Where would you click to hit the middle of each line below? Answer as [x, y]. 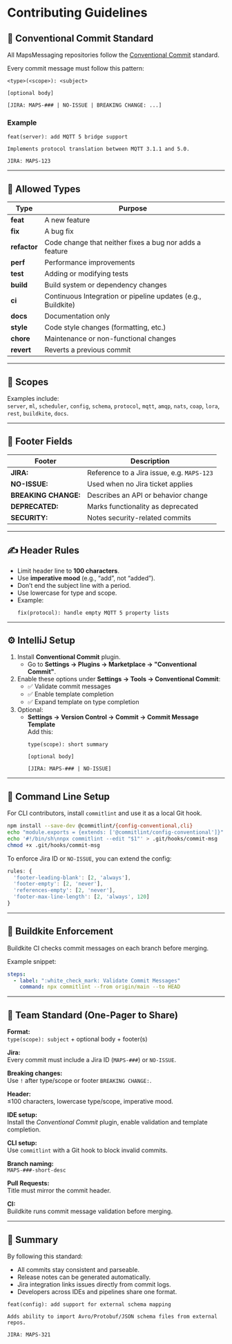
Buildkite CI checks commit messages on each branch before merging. [108, 948]
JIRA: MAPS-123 [29, 161]
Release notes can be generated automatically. [84, 1277]
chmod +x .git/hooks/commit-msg [54, 845]
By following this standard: [45, 1256]
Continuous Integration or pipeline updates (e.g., [123, 296]
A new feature [67, 220]
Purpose [133, 208]
